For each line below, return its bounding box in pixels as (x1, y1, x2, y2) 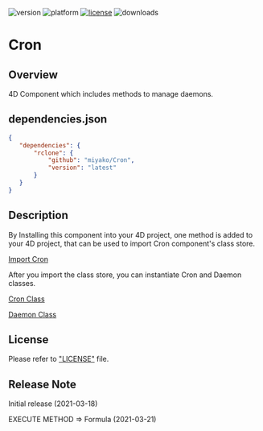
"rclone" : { (33, 149, 74, 157)
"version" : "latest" (47, 164, 117, 172)
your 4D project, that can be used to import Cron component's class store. (8, 238, 256, 248)
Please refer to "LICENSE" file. (8, 354, 109, 364)
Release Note (8, 377, 76, 391)
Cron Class (8, 294, 46, 304)
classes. (8, 278, 36, 288)
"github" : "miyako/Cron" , (47, 156, 135, 164)
